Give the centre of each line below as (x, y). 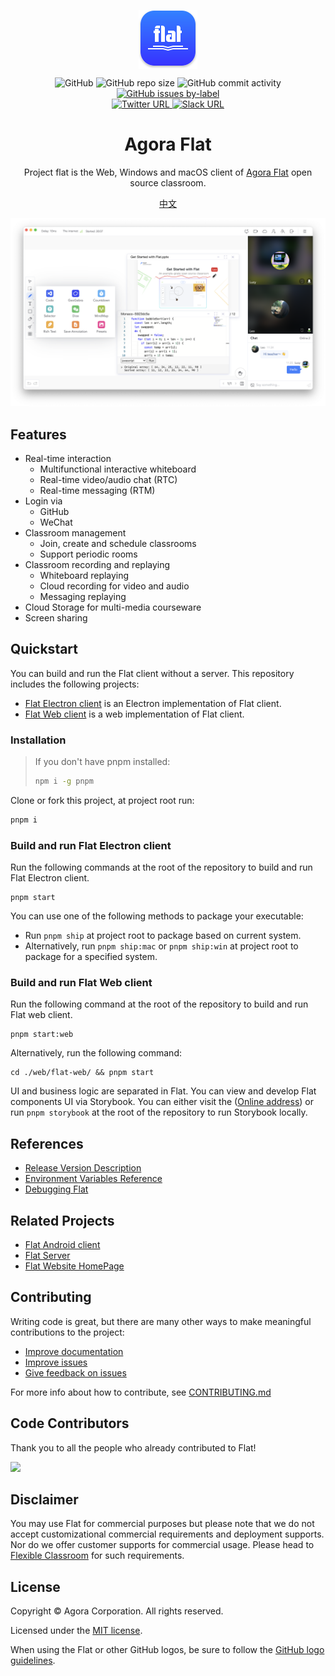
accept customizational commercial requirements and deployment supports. (167, 1534)
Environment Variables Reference (93, 1179)
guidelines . (33, 1661)
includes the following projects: (75, 684)
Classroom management (75, 532)
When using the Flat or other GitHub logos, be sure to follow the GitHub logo (167, 1650)
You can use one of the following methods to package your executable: (157, 916)
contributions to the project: (67, 1332)
